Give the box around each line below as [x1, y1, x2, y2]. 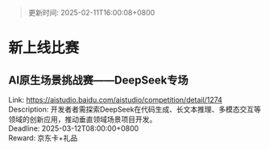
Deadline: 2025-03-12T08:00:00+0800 [8, 124, 139, 133]
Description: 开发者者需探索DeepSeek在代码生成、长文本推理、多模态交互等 [8, 104, 262, 114]
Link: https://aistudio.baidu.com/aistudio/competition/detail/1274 [8, 95, 223, 104]
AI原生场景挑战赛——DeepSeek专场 [8, 73, 188, 87]
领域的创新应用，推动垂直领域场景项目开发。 [8, 115, 157, 124]
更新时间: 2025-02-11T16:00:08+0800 [27, 8, 155, 17]
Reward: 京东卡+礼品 [8, 133, 78, 143]
